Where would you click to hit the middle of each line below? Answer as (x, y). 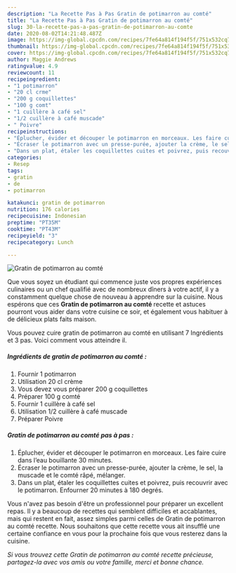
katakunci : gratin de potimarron (56, 203)
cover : (17, 53)
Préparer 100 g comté (49, 397)
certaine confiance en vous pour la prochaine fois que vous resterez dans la (117, 534)
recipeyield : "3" (33, 236)
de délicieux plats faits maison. (52, 319)
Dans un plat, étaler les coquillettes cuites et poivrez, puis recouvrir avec (123, 483)
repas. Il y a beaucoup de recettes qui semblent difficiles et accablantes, (112, 511)
